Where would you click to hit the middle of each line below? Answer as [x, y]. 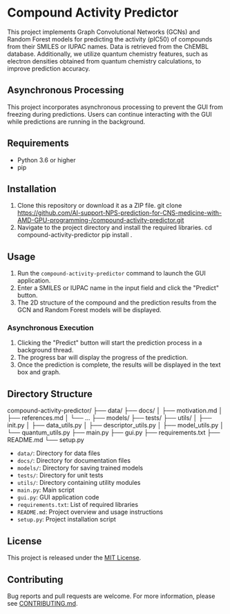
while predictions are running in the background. [76, 122]
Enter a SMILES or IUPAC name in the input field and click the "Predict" [118, 288]
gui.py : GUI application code [58, 497]
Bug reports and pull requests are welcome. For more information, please [111, 596]
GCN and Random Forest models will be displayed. [89, 310]
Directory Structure [50, 394]
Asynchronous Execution [51, 328]
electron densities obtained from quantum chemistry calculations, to [104, 61]
